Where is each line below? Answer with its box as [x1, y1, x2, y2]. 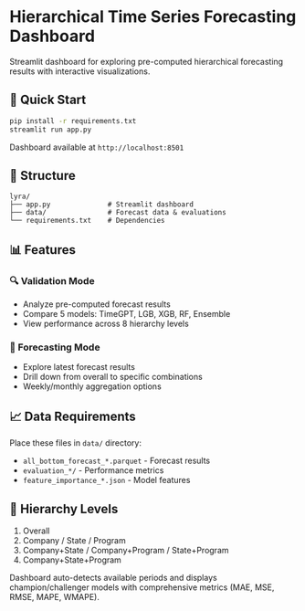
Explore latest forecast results [22, 362, 135, 373]
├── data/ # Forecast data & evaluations [9, 208, 226, 217]
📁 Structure [9, 167, 76, 184]
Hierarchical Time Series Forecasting [9, 6, 297, 27]
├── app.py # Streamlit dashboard [9, 200, 195, 209]
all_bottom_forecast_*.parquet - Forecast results [22, 455, 211, 467]
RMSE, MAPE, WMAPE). [9, 591, 100, 602]
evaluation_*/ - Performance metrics [22, 465, 164, 476]
